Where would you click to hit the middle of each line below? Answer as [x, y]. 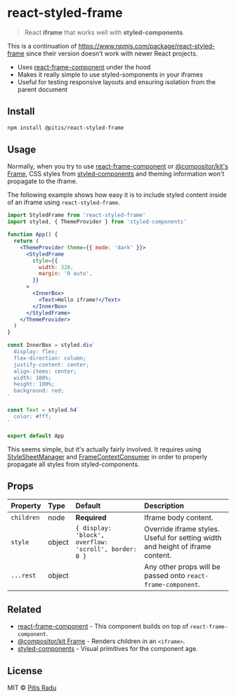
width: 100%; [33, 378]
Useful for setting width [183, 538]
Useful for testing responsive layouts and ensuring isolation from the [117, 81]
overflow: [92, 542]
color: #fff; [33, 416]
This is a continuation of [42, 46]
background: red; [39, 391]
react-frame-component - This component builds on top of [103, 626]
